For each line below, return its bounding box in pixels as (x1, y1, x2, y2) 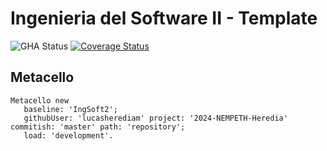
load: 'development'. (23, 130, 114, 141)
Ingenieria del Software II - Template (10, 7, 318, 30)
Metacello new (10, 95, 70, 106)
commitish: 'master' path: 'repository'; (10, 122, 186, 132)
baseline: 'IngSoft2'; (23, 104, 118, 114)
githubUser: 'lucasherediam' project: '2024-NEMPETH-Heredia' (23, 113, 288, 123)
